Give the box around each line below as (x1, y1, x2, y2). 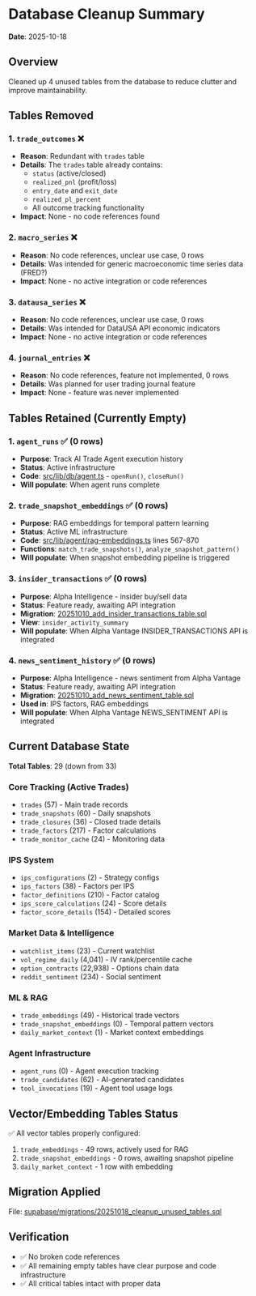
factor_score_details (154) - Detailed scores (19, 907, 171, 917)
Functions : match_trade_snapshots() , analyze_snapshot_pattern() (19, 544, 241, 554)
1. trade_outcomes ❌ (8, 133, 85, 144)
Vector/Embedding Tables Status (8, 1106, 178, 1120)
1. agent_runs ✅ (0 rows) (8, 435, 103, 446)
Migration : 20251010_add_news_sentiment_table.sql (19, 690, 195, 700)
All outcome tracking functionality (31, 203, 145, 213)
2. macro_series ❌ (8, 232, 78, 243)
